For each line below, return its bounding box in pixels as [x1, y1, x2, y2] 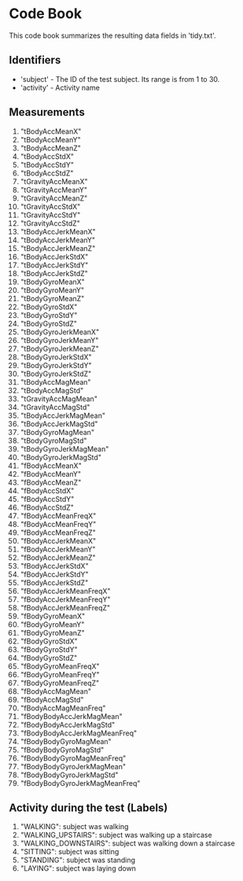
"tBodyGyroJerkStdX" [20, 352, 93, 362]
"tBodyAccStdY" [20, 160, 74, 169]
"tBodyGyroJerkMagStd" [20, 452, 101, 462]
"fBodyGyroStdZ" [20, 653, 78, 662]
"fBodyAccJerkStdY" [20, 570, 89, 579]
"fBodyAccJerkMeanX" [20, 536, 97, 545]
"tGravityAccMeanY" [20, 185, 88, 194]
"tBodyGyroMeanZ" [20, 293, 85, 303]
